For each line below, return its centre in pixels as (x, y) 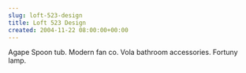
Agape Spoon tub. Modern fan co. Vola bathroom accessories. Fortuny (123, 53)
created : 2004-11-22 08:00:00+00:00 (68, 30)
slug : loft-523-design (45, 15)
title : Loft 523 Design (47, 23)
